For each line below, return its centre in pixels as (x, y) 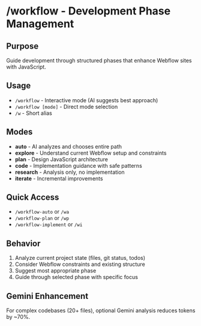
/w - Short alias (33, 113)
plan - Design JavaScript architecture (61, 159)
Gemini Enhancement (47, 296)
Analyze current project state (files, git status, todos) (80, 258)
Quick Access (33, 198)
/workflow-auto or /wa (42, 212)
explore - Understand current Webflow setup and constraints (91, 153)
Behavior (23, 243)
